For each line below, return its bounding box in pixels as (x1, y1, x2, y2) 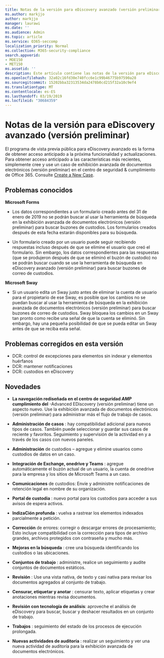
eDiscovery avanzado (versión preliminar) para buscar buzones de (12, 265, 146, 271)
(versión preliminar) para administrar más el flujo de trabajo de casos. (12, 411, 152, 417)
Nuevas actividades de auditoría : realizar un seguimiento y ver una (12, 638, 150, 644)
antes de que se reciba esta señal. (12, 325, 82, 331)
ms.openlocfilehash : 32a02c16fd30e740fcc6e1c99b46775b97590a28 (5, 75, 137, 80)
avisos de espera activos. (12, 500, 64, 506)
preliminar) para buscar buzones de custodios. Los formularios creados (12, 224, 157, 230)
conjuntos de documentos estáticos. (12, 564, 86, 570)
